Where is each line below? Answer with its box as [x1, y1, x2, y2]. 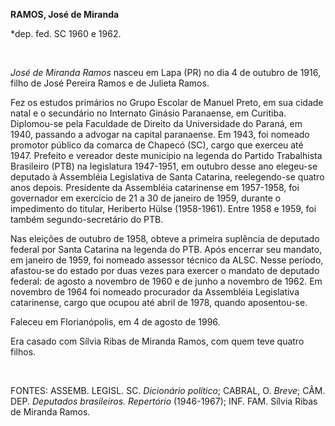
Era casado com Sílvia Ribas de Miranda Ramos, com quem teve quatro [10, 335, 305, 347]
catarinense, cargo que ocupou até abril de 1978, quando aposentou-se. [10, 297, 308, 308]
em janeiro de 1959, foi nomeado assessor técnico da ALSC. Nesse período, [10, 254, 324, 266]
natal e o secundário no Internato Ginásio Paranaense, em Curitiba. [10, 107, 287, 119]
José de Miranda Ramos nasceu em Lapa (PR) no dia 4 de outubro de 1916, [10, 67, 321, 78]
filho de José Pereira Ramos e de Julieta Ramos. [10, 77, 210, 89]
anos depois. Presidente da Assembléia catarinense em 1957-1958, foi [10, 182, 300, 193]
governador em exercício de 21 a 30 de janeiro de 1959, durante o [10, 192, 282, 204]
